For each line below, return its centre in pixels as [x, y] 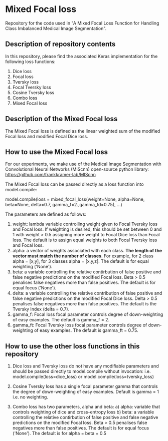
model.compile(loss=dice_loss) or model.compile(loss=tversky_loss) [83, 377]
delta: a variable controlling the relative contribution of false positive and [87, 293]
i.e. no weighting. [30, 397]
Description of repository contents [60, 44]
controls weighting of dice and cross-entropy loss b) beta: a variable [83, 412]
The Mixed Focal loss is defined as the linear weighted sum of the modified [83, 131]
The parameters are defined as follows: [46, 214]
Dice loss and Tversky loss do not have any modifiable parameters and [86, 366]
